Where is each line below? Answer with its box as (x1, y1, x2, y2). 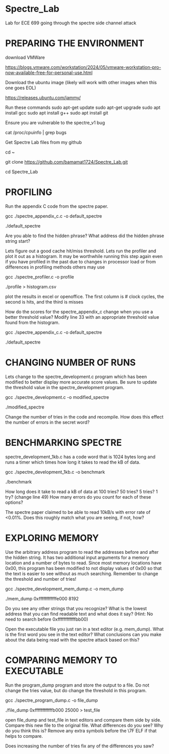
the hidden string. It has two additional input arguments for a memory (5, 554, 150, 560)
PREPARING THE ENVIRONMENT (5, 37, 145, 49)
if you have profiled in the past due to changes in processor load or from (5, 258, 156, 265)
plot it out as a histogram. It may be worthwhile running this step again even (5, 253, 163, 259)
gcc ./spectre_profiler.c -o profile (5, 274, 74, 280)
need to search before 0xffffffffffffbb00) (5, 616, 88, 622)
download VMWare (5, 54, 45, 60)
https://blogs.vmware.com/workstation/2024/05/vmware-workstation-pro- (5, 64, 161, 70)
